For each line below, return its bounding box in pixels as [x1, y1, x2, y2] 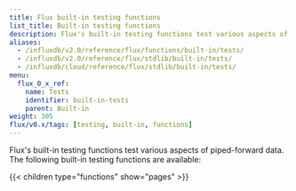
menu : [9, 71, 29, 80]
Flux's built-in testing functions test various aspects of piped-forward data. [9, 145, 284, 155]
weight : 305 [9, 112, 53, 121]
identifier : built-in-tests [25, 95, 129, 105]
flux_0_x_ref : [17, 79, 69, 88]
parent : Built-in [25, 104, 90, 113]
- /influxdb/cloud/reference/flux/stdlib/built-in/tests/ [17, 63, 237, 72]
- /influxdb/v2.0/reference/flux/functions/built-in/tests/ [17, 46, 244, 55]
